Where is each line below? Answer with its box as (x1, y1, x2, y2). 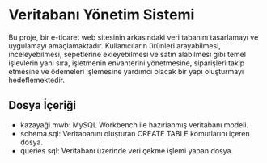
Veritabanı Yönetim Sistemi (8, 6, 195, 24)
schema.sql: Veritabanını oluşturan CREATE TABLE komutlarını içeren (19, 128, 251, 138)
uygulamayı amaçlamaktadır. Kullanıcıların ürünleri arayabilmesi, (8, 40, 221, 50)
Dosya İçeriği (8, 98, 77, 112)
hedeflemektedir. (8, 75, 66, 85)
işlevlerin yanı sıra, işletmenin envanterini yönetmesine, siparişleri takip (8, 58, 245, 68)
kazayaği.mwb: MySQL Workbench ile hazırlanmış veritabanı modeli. (19, 119, 249, 130)
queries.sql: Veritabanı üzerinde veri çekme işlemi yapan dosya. (19, 145, 233, 155)
